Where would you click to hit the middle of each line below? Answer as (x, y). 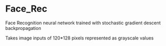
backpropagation (23, 28)
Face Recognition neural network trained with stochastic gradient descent (83, 23)
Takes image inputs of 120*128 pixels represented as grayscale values (80, 38)
